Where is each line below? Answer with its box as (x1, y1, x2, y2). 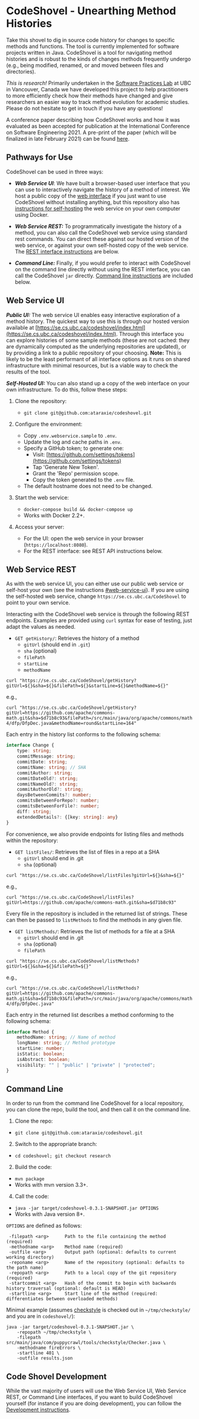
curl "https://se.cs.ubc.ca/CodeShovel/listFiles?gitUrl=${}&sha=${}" (6, 872, 185, 878)
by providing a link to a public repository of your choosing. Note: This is (6, 349, 182, 356)
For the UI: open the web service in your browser (23, 534, 144, 541)
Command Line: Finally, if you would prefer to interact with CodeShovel (14, 259, 191, 267)
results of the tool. (6, 368, 51, 375)
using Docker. (14, 211, 49, 218)
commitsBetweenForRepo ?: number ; (17, 797, 100, 804)
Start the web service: (14, 494, 70, 501)
